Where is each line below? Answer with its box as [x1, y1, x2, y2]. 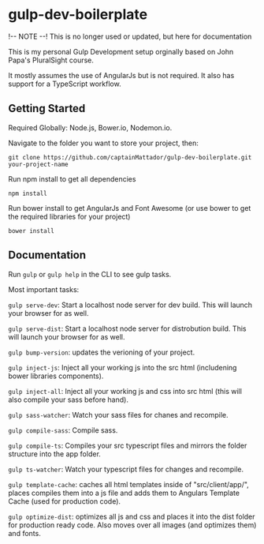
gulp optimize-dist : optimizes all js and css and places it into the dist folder [8, 512, 255, 521]
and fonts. [8, 528, 41, 538]
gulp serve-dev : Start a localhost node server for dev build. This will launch [8, 300, 253, 310]
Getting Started [8, 102, 86, 115]
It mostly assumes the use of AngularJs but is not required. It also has [8, 70, 235, 80]
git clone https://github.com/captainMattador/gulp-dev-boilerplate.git [8, 153, 252, 161]
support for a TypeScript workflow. [8, 79, 121, 88]
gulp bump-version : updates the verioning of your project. [8, 347, 195, 357]
